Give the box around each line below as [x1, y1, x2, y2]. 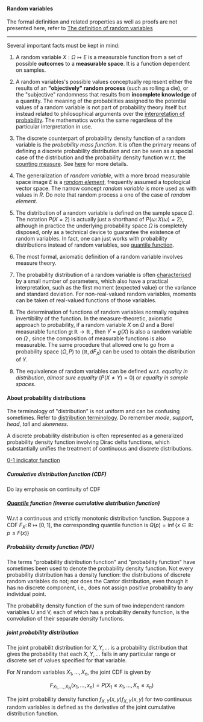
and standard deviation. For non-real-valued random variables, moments [15, 290, 196, 298]
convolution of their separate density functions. [7, 615, 125, 622]
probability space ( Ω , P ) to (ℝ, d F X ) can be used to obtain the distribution [15, 348, 196, 356]
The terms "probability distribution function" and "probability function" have [7, 558, 196, 565]
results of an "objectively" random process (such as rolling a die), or [15, 84, 189, 92]
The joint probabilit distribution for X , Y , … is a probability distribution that [7, 644, 188, 651]
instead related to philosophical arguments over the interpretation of [15, 110, 186, 118]
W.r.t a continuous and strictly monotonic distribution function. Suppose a [7, 515, 190, 522]
